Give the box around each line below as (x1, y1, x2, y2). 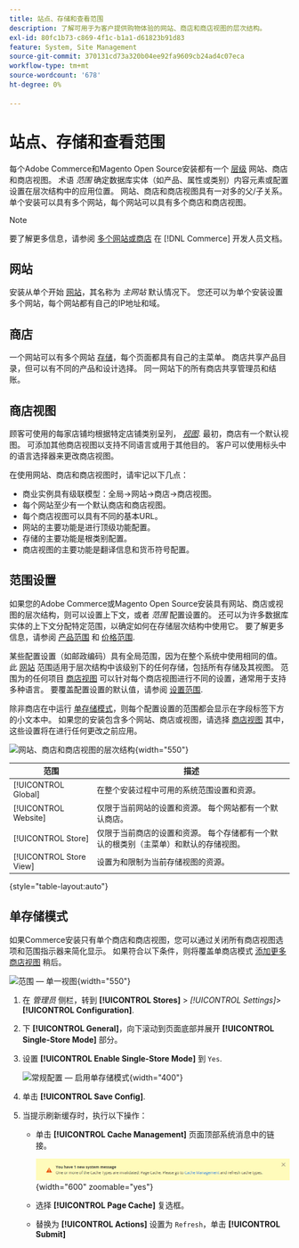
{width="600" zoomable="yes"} (35, 1182, 154, 1193)
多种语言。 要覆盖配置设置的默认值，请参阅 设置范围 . (9, 683, 203, 695)
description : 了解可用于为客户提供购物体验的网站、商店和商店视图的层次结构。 (9, 23, 267, 33)
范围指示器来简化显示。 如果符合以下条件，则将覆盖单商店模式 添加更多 (24, 946, 287, 956)
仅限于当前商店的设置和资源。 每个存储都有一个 (96, 828, 271, 839)
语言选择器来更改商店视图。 (16, 450, 118, 461)
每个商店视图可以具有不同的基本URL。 (21, 511, 163, 521)
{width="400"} (128, 1071, 184, 1083)
